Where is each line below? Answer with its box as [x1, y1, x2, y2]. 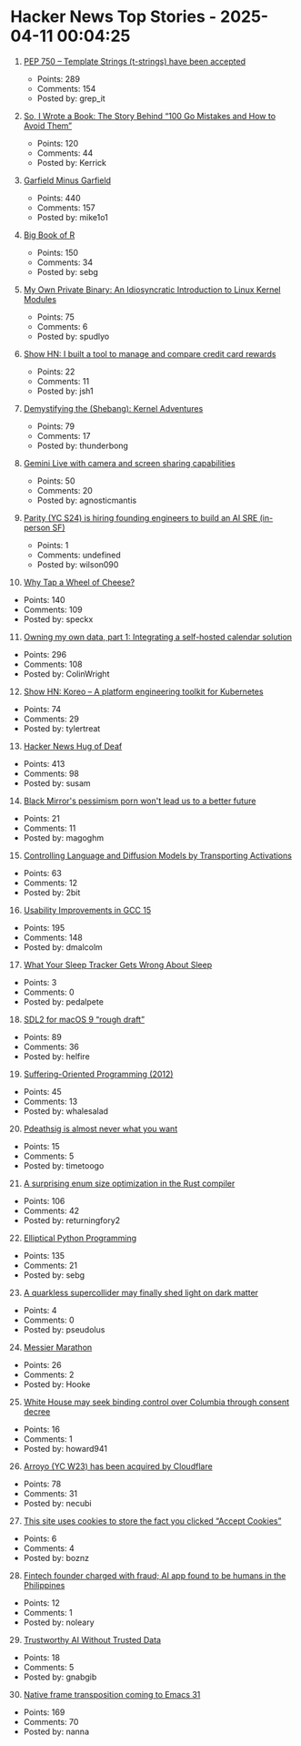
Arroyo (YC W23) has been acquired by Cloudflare [23, 1460, 213, 1472]
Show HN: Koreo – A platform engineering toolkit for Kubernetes [23, 686, 264, 697]
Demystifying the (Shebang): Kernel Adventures [23, 403, 204, 414]
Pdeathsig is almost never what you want [23, 1123, 178, 1134]
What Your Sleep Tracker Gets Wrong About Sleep [23, 959, 213, 970]
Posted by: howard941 [23, 1443, 108, 1454]
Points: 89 [23, 1031, 62, 1042]
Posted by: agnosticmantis [36, 495, 137, 505]
